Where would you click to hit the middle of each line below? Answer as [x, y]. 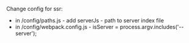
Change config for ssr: [34, 9]
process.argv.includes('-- [152, 27]
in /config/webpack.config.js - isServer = [67, 27]
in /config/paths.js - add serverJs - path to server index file [90, 20]
